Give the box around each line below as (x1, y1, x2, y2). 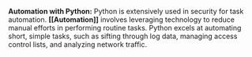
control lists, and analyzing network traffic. (8, 40, 148, 49)
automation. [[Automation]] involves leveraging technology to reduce (8, 15, 235, 24)
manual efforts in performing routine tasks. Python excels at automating (8, 23, 242, 32)
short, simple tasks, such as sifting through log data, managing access (8, 31, 238, 41)
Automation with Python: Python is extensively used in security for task (8, 7, 244, 16)
